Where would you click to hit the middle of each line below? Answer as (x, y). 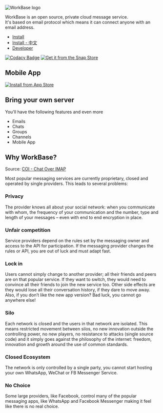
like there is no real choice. (32, 406)
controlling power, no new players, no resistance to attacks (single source (79, 334)
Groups (20, 131)
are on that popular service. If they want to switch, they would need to (76, 279)
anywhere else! (20, 300)
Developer (22, 48)
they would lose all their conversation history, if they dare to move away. (78, 290)
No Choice (18, 385)
